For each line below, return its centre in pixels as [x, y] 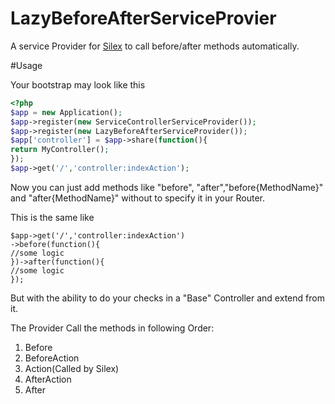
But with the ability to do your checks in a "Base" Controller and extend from [167, 298]
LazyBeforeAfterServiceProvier [143, 18]
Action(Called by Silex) [72, 368]
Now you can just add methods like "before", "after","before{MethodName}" [167, 187]
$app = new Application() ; [66, 112]
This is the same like [52, 217]
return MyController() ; [60, 150]
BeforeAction [52, 358]
